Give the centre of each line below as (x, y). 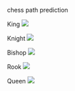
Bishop (17, 52)
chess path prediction (37, 10)
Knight (16, 38)
